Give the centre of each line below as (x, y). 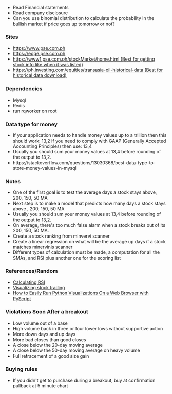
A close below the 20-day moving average (58, 345)
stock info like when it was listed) (48, 65)
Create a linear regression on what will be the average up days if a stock (89, 242)
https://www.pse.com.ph (39, 48)
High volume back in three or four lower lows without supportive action (88, 328)
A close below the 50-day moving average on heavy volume (76, 350)
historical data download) (40, 75)
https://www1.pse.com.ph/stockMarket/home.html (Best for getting (84, 59)
